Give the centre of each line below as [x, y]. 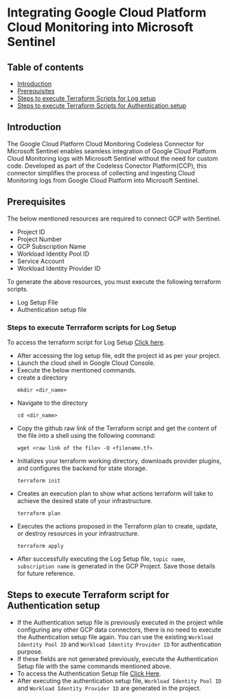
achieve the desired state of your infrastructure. [85, 500]
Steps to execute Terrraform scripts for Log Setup [92, 327]
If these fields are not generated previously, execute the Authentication [117, 658]
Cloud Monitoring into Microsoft [100, 27]
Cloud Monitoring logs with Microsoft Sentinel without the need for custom [113, 158]
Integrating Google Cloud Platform [107, 13]
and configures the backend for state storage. [82, 468]
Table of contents [45, 67]
